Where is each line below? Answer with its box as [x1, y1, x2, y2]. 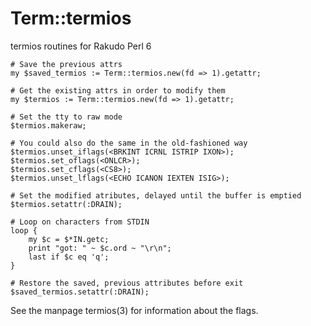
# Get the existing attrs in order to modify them [10, 85, 226, 96]
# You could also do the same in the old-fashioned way [10, 138, 248, 148]
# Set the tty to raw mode [10, 112, 123, 122]
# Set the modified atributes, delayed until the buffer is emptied [10, 190, 302, 201]
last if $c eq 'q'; [28, 252, 110, 262]
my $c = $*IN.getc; [28, 234, 110, 244]
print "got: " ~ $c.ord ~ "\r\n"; [28, 243, 172, 253]
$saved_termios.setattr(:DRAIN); [10, 287, 150, 297]
